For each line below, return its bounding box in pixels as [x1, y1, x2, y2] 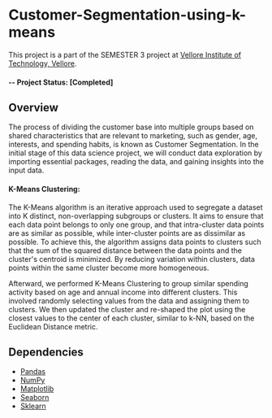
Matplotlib [19, 384, 54, 394]
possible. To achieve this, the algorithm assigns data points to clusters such [8, 237, 261, 246]
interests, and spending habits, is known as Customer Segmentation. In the [8, 140, 259, 150]
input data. [8, 165, 45, 176]
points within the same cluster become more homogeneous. [8, 263, 209, 272]
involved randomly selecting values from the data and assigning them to [8, 295, 250, 306]
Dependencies [8, 345, 84, 359]
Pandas [19, 367, 46, 377]
